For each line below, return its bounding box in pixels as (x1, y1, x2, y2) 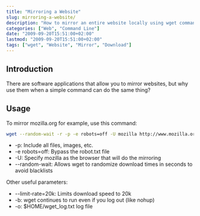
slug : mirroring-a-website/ (6, 14, 76, 20)
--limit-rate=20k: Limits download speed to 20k (14, 190, 132, 198)
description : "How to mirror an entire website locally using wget (6, 20, 177, 26)
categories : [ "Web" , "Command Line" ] (6, 25, 100, 32)
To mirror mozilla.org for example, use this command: (6, 119, 137, 126)
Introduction (6, 64, 54, 75)
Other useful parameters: (6, 178, 68, 186)
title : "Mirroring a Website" (6, 8, 82, 15)
